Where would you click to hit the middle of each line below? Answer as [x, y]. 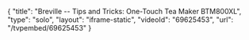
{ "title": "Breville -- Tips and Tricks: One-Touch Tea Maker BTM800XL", [125, 11]
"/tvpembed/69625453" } [50, 28]
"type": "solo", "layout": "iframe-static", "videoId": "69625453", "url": [121, 20]
